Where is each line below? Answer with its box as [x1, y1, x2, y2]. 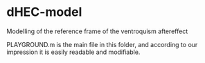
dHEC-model [6, 4, 82, 20]
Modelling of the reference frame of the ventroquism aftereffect [6, 27, 188, 35]
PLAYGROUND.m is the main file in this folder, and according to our [6, 40, 198, 48]
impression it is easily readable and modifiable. [6, 48, 141, 56]
